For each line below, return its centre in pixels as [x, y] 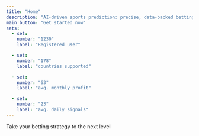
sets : [13, 28]
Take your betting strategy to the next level [58, 126]
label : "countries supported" [54, 66]
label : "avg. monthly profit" [54, 88]
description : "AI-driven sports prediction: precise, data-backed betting [100, 17]
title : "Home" [24, 12]
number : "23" [33, 104]
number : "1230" [36, 39]
